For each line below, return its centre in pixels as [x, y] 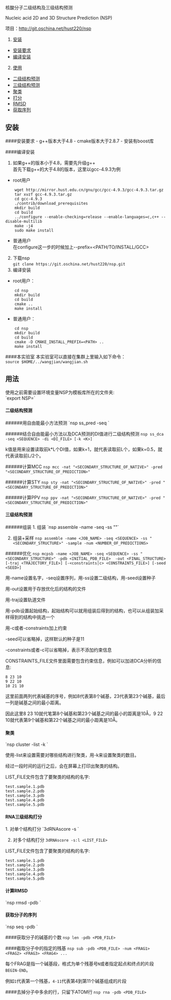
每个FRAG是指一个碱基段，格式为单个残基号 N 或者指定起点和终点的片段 [80, 963]
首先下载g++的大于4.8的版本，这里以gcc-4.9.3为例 [67, 169]
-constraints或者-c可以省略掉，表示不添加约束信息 [59, 650]
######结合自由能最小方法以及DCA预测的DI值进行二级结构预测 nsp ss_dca [84, 434]
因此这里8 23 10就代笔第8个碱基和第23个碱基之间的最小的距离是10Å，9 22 [84, 713]
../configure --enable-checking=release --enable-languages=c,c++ [87, 217]
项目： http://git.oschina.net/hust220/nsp [48, 28]
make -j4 [24, 226]
